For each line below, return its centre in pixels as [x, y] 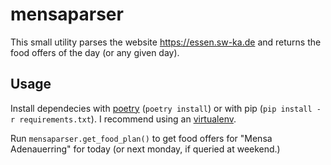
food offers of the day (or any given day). [95, 52]
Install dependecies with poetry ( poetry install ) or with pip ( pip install [161, 108]
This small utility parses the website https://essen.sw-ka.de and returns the [166, 42]
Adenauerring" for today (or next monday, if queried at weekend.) [145, 149]
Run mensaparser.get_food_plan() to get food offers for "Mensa [141, 138]
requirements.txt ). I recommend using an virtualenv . [128, 119]
